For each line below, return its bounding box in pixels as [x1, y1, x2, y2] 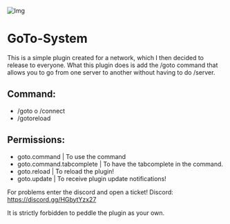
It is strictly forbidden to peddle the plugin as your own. [7, 208, 165, 217]
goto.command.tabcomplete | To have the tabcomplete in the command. [17, 160, 223, 168]
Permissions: [7, 134, 66, 146]
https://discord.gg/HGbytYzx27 [7, 195, 97, 203]
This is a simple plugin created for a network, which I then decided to [7, 53, 204, 62]
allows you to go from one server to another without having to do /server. [7, 68, 215, 76]
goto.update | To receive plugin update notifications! [17, 174, 167, 183]
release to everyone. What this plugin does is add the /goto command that [7, 61, 218, 69]
